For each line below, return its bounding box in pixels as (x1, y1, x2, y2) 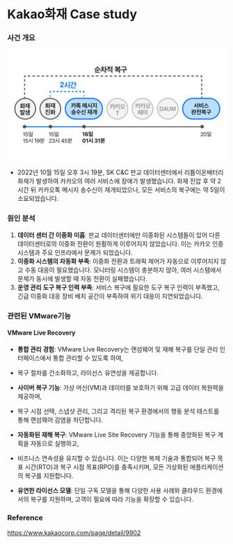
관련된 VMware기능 (7, 311, 71, 321)
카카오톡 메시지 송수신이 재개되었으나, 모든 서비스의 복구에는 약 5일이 (38, 186, 225, 194)
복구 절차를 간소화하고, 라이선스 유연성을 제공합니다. (17, 368, 159, 377)
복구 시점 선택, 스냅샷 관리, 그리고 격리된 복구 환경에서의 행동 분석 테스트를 (17, 407, 220, 415)
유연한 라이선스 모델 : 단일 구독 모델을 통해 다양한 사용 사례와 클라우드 (17, 486, 204, 494)
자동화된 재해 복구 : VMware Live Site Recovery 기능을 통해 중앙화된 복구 (17, 430, 216, 439)
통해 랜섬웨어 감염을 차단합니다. (17, 416, 103, 424)
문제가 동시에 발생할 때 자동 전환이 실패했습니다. (17, 274, 147, 282)
